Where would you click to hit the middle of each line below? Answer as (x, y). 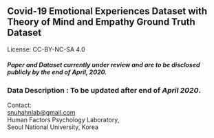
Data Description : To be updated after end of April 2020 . (104, 90)
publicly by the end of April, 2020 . (57, 72)
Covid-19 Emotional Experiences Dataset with (107, 11)
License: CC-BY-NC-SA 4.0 (46, 49)
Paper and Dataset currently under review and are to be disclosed (104, 65)
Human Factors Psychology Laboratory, (63, 120)
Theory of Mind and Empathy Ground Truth (101, 22)
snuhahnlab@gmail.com (41, 113)
